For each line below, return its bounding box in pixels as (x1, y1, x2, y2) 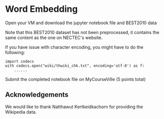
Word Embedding (5, 3, 78, 15)
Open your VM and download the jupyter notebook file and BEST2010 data (5, 20, 157, 26)
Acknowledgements (5, 90, 69, 99)
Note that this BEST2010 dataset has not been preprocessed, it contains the (5, 29, 160, 35)
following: (5, 49, 25, 55)
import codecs (5, 59, 35, 64)
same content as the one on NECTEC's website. (5, 35, 103, 40)
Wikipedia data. (5, 109, 37, 115)
